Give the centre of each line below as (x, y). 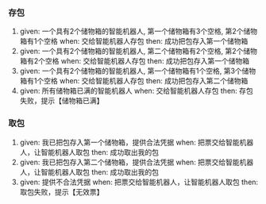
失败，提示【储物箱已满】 (62, 101)
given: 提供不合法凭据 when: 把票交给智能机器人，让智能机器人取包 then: (139, 182)
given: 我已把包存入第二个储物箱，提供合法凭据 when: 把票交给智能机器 (137, 162)
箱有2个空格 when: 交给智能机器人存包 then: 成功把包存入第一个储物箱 (135, 61)
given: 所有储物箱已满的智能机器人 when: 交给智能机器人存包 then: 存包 (137, 91)
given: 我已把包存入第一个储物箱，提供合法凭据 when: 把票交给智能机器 (137, 142)
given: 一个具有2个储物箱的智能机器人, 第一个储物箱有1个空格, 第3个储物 (138, 71)
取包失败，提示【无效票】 (62, 191)
